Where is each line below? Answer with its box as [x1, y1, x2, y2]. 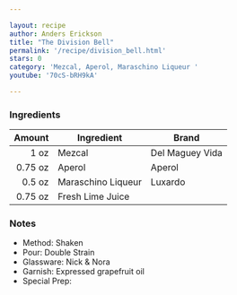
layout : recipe [9, 21, 66, 30]
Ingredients [9, 108, 61, 121]
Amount [13, 132, 49, 144]
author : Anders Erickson [9, 29, 102, 39]
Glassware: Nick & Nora [22, 256, 110, 267]
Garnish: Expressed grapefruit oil [22, 266, 145, 277]
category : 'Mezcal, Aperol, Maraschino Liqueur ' [9, 63, 199, 72]
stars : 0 [9, 55, 42, 64]
